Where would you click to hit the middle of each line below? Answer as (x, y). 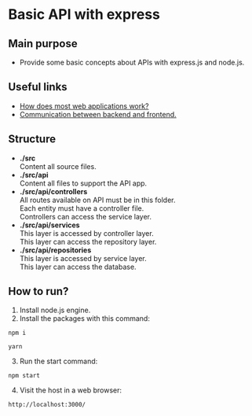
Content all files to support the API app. (83, 183)
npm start (24, 376)
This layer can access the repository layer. (88, 241)
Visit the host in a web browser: (71, 390)
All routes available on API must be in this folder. (97, 200)
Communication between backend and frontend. (98, 114)
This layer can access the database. (78, 267)
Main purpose (43, 44)
